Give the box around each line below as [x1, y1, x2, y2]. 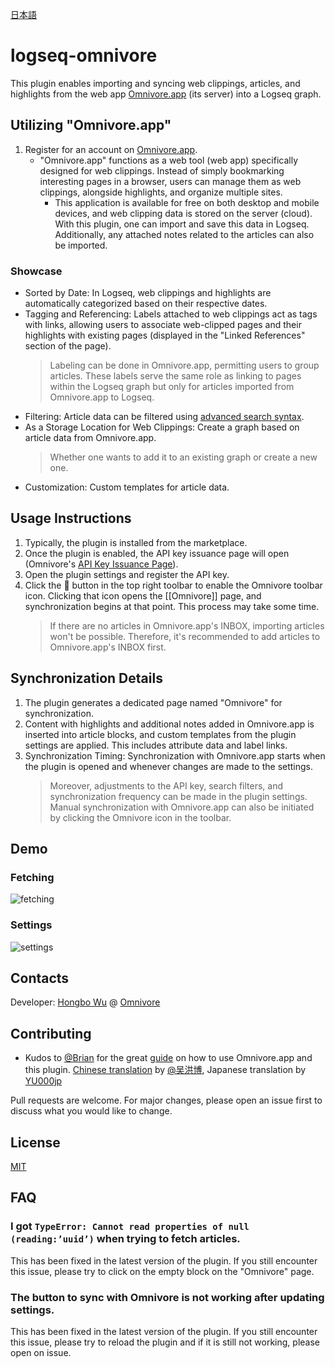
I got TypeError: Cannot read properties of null [10, 1219, 250, 1233]
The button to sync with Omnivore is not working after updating [10, 1290, 325, 1304]
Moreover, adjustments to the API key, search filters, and [49, 779, 284, 792]
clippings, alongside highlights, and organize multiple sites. [39, 186, 283, 198]
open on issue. [10, 1347, 72, 1359]
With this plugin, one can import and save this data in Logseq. [54, 218, 310, 230]
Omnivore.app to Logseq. [49, 391, 155, 403]
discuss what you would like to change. [10, 1105, 173, 1117]
